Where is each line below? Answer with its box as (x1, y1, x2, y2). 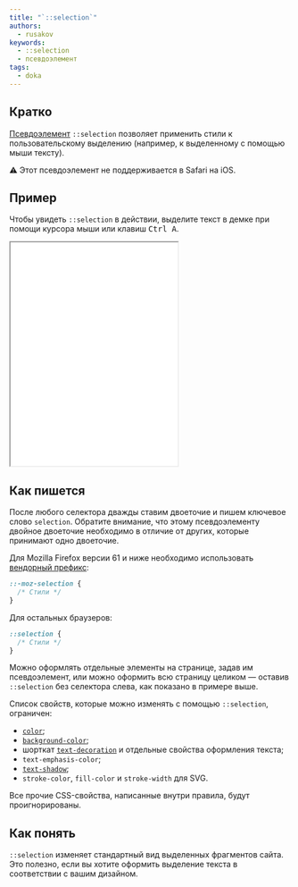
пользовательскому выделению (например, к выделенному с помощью (9, 138, 286, 148)
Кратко (9, 105, 53, 120)
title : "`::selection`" (9, 13, 98, 22)
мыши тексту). (9, 147, 65, 157)
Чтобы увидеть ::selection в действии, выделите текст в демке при (9, 214, 270, 224)
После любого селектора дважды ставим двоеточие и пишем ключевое (9, 507, 286, 518)
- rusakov (17, 30, 54, 38)
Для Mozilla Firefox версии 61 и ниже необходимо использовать (9, 553, 254, 563)
